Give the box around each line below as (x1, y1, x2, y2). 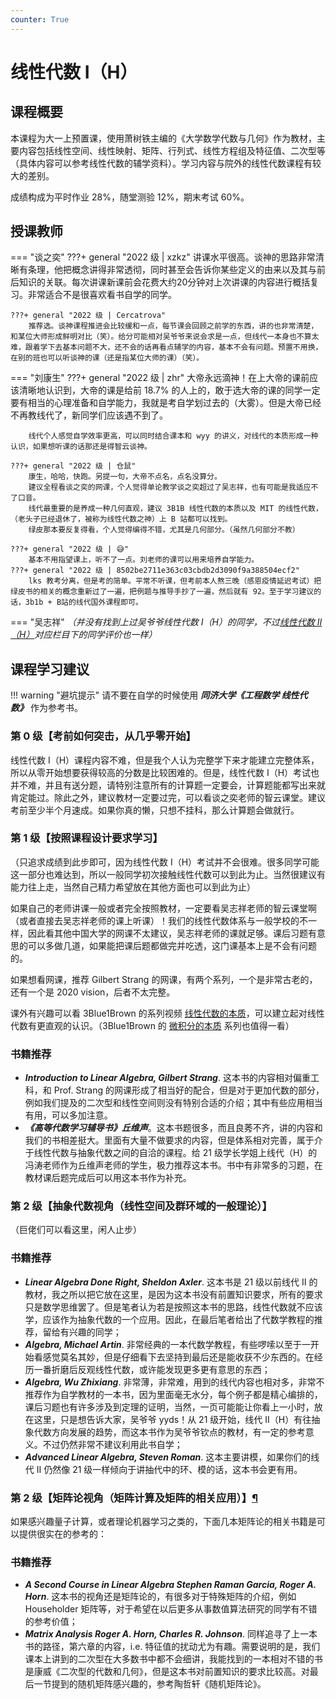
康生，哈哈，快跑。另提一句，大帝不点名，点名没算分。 (28, 472, 222, 482)
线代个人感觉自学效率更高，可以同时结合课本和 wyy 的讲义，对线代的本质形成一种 (28, 431, 319, 441)
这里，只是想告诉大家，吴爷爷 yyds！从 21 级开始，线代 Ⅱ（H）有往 (33, 1413, 312, 1425)
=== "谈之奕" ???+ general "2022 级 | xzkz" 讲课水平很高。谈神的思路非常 (10, 251, 316, 263)
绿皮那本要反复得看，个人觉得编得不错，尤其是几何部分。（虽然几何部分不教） (28, 525, 300, 535)
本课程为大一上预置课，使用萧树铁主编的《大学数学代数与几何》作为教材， (10, 132, 317, 144)
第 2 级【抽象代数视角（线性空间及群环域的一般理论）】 (10, 1199, 273, 1213)
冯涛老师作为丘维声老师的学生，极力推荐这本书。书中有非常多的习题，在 (24, 1159, 323, 1171)
